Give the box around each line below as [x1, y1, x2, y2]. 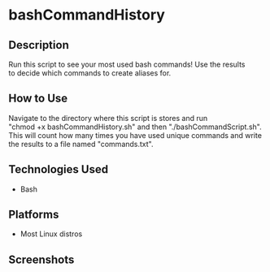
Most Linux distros [20, 229, 83, 239]
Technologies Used [8, 162, 108, 176]
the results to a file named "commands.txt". [8, 139, 154, 149]
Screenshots [8, 253, 75, 266]
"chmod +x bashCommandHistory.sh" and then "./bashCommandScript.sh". [8, 122, 262, 132]
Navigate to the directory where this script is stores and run [8, 113, 208, 123]
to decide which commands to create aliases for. [8, 68, 172, 78]
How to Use [8, 92, 68, 106]
